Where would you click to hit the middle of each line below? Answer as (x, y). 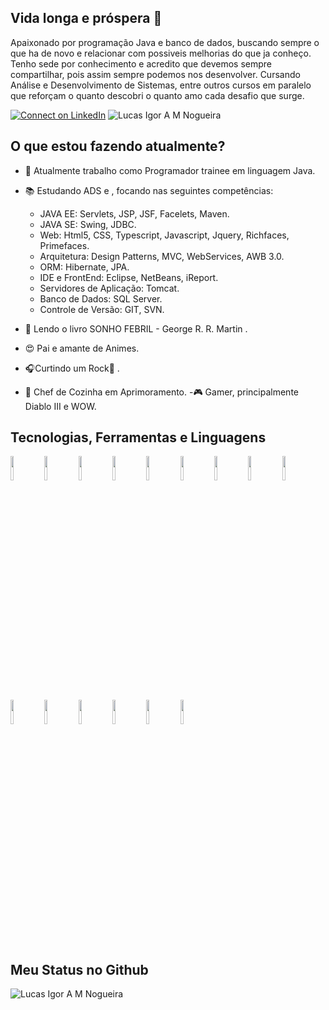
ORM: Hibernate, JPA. (84, 267)
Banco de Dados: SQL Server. (101, 298)
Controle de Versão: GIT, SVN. (102, 309)
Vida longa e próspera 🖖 (86, 18)
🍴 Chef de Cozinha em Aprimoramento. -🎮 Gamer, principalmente (161, 392)
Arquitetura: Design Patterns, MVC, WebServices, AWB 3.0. (162, 256)
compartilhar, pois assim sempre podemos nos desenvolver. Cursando (155, 74)
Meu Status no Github (79, 969)
